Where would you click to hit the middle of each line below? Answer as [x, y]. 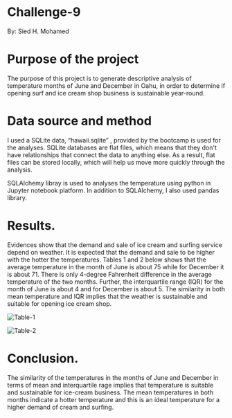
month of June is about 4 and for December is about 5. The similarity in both [116, 289]
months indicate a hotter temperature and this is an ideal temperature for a [114, 399]
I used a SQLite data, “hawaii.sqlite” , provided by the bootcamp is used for [114, 140]
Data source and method [80, 121]
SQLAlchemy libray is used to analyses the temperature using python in [109, 183]
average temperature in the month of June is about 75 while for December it [116, 266]
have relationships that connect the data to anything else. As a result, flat [111, 155]
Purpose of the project [73, 59]
